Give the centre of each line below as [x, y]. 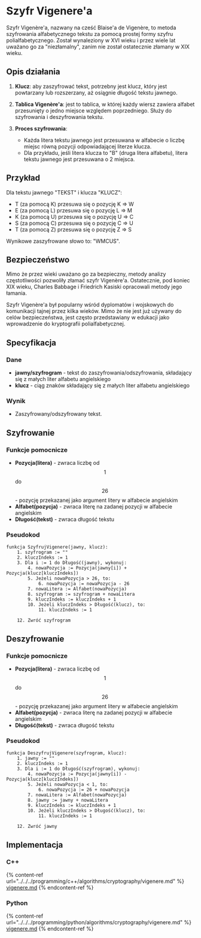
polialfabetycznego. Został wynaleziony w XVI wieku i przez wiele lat [91, 40]
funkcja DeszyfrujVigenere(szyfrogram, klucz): [67, 753]
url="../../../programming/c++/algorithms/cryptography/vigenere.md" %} [95, 881]
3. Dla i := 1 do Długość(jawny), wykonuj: [72, 563]
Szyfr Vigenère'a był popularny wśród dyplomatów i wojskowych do [90, 305]
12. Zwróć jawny [37, 827]
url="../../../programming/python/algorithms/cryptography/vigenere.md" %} [99, 922]
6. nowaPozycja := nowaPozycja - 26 [84, 584]
